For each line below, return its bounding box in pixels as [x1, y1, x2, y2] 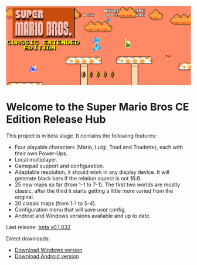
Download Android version [14, 253, 79, 260]
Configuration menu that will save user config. [14, 206, 127, 213]
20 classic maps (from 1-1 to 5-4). [14, 200, 97, 207]
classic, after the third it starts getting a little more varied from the [14, 187, 174, 194]
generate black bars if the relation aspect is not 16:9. [14, 175, 142, 182]
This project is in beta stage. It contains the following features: [6, 132, 157, 139]
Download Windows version [14, 246, 83, 253]
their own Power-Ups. [14, 150, 68, 157]
